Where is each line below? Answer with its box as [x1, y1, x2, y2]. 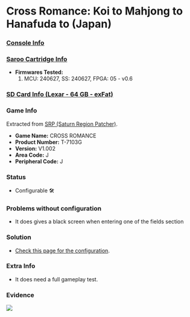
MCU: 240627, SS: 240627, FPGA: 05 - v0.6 [24, 75, 133, 82]
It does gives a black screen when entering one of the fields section [14, 218, 184, 225]
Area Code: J [14, 151, 49, 158]
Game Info [6, 106, 37, 115]
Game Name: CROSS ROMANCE [14, 132, 97, 139]
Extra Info [6, 262, 36, 270]
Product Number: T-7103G [14, 138, 83, 146]
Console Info [6, 39, 45, 47]
